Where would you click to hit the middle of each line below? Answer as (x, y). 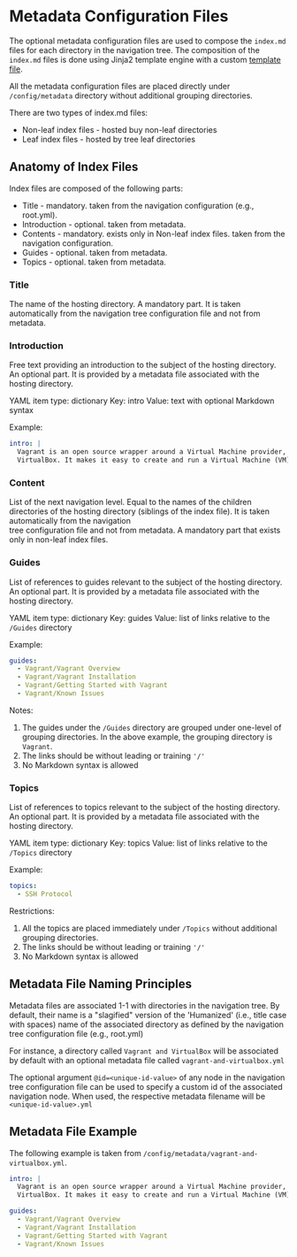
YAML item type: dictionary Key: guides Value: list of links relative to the (140, 617)
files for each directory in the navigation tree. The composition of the (135, 50)
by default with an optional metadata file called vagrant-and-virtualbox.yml (147, 1060)
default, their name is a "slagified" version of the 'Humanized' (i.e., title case (148, 1015)
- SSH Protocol (45, 894)
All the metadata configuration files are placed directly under (120, 86)
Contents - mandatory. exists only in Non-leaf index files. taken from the (153, 234)
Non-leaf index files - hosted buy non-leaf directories (119, 129)
